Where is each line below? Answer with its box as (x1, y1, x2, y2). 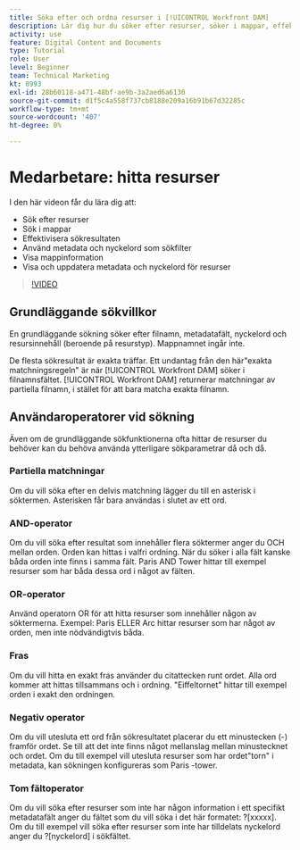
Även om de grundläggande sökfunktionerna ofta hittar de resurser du (9, 433, 268, 444)
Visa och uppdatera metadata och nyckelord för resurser (21, 261, 231, 272)
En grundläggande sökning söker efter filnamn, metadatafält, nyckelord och (9, 328, 287, 339)
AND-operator (9, 517, 73, 529)
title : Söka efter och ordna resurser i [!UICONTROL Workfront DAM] (9, 12, 270, 22)
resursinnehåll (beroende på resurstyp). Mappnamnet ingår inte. (9, 337, 246, 348)
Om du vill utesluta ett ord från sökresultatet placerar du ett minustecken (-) (9, 731, 288, 742)
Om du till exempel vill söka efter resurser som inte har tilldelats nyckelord (9, 821, 281, 832)
